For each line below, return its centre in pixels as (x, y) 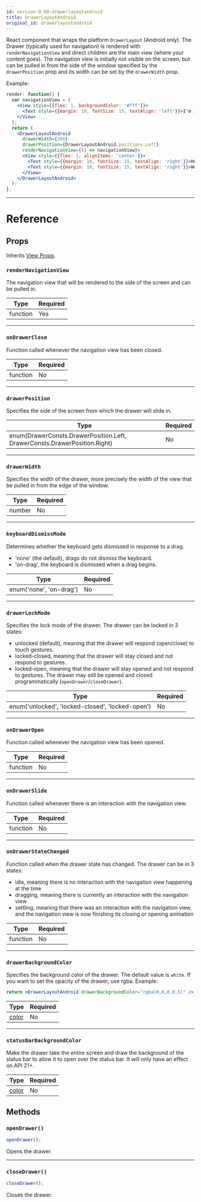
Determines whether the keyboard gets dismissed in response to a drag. (95, 546)
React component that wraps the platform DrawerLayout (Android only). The (99, 40)
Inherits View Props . (31, 256)
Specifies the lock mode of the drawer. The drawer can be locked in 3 (92, 625)
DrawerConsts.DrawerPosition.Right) (61, 443)
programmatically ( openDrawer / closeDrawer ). (69, 681)
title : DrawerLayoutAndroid (41, 17)
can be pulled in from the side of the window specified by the (82, 65)
